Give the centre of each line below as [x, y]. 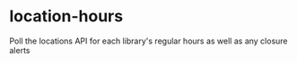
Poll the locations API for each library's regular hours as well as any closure [149, 41]
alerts [20, 50]
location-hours [66, 16]
